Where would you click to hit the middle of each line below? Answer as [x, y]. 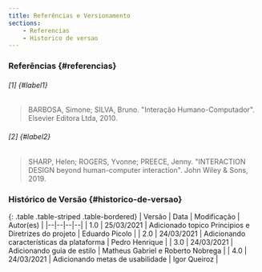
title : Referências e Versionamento [69, 16]
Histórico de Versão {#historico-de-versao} [95, 199]
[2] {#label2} [30, 136]
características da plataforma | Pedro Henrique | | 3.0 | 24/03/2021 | [121, 242]
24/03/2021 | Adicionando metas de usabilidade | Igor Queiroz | [113, 259]
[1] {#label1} [28, 85]
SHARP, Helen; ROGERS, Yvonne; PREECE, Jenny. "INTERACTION [137, 162]
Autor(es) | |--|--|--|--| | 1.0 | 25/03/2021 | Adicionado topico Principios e [129, 225]
